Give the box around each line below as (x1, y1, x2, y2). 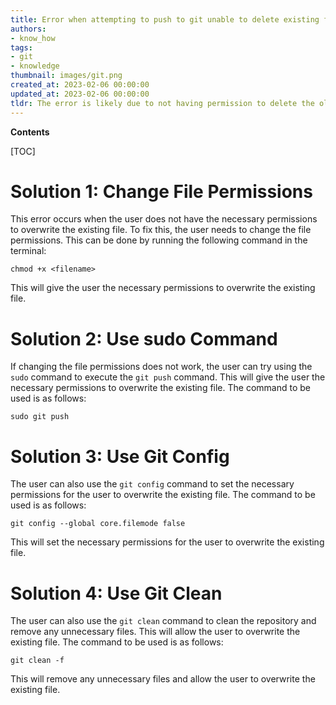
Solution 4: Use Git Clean (10, 582, 223, 605)
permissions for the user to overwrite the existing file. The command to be (10, 489, 316, 501)
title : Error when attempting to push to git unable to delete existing (10, 14, 320, 25)
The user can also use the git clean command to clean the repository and (10, 615, 317, 627)
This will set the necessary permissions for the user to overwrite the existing (10, 536, 325, 548)
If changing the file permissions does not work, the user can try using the (10, 361, 313, 373)
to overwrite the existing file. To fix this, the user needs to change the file (10, 224, 312, 236)
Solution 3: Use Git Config (10, 445, 230, 468)
